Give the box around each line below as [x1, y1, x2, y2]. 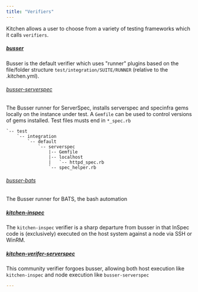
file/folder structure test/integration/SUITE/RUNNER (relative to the [6, 66, 168, 73]
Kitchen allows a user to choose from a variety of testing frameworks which [6, 25, 190, 32]
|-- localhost [48, 154, 83, 160]
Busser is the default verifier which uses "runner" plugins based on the [6, 60, 179, 67]
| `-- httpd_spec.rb [48, 159, 105, 165]
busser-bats [6, 177, 36, 184]
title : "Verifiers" [6, 8, 54, 15]
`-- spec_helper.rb [48, 164, 96, 171]
